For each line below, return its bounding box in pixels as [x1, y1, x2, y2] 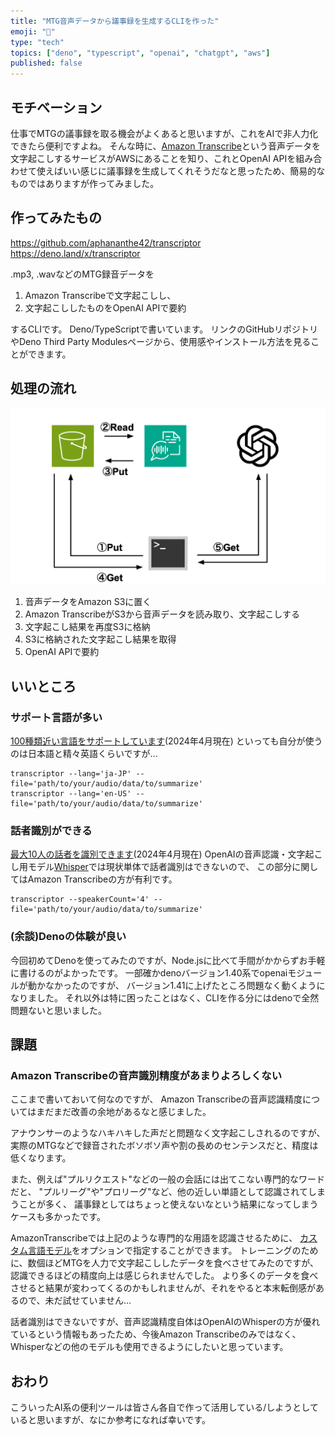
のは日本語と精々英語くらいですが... [10, 748, 158, 760]
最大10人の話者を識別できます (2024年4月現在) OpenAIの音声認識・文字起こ [10, 848, 323, 860]
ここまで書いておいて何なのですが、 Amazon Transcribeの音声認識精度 [10, 1093, 303, 1105]
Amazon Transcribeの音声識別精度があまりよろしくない [10, 1068, 283, 1082]
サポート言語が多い [10, 710, 103, 724]
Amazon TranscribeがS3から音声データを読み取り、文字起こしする [24, 608, 301, 620]
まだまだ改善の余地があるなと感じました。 [36, 1106, 212, 1118]
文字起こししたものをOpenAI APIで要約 [24, 301, 187, 314]
